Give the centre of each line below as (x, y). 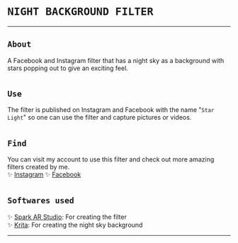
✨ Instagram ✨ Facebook (44, 174)
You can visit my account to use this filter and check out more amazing (111, 159)
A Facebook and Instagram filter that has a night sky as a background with (116, 60)
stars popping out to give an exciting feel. (68, 68)
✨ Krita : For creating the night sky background (75, 225)
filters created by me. (39, 166)
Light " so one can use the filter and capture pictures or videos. (100, 118)
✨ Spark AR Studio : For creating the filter (67, 217)
